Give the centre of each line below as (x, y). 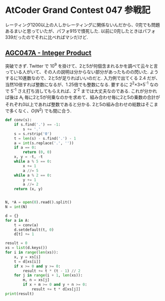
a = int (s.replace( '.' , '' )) (44, 143)
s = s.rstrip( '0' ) (33, 134)
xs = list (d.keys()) (26, 248)
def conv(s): (19, 120)
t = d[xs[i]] (27, 261)
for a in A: (17, 220)
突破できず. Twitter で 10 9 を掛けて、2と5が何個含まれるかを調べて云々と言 (82, 65)
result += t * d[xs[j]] (56, 289)
